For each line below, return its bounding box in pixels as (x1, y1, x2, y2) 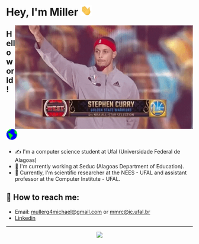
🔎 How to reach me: (6, 193, 80, 203)
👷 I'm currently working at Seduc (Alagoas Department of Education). (14, 163, 185, 170)
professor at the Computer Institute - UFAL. (14, 175, 121, 183)
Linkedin (14, 214, 36, 222)
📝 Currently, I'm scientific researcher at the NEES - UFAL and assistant (14, 169, 187, 176)
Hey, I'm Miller (6, 5, 79, 19)
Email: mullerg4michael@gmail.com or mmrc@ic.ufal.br (14, 208, 150, 215)
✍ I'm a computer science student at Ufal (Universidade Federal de (14, 148, 181, 155)
